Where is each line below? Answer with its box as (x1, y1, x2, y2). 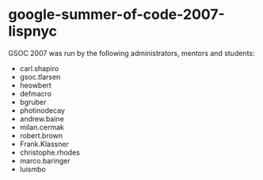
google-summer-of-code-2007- (8, 6, 226, 24)
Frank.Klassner (19, 139, 69, 148)
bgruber (19, 97, 47, 107)
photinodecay (19, 105, 66, 115)
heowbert (19, 81, 51, 90)
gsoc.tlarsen (19, 72, 61, 81)
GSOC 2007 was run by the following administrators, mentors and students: (8, 48, 255, 58)
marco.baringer (19, 156, 71, 165)
